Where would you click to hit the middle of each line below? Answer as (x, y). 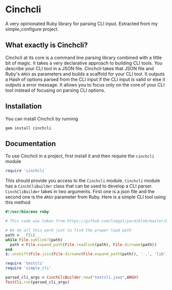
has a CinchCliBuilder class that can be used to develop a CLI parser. (79, 186)
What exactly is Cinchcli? (47, 45)
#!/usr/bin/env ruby (27, 212)
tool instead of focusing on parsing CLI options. (56, 90)
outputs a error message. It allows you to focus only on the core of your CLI (85, 85)
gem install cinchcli (28, 128)
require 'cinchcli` (26, 171)
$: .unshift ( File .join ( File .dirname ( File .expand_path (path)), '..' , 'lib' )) (88, 254)
